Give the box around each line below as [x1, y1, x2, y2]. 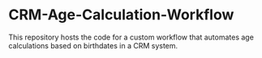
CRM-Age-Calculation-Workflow [8, 6, 234, 24]
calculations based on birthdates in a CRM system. [8, 40, 178, 50]
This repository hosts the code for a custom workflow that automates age [8, 32, 254, 42]
